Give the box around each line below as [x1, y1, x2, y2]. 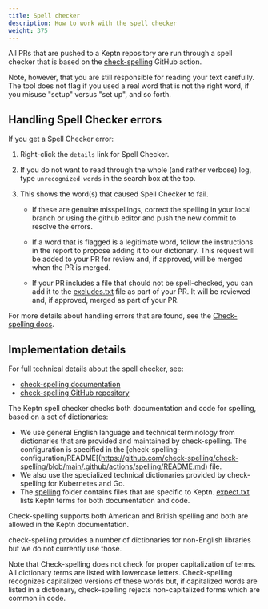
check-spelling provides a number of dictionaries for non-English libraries [8, 535, 252, 545]
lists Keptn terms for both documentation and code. [19, 496, 190, 505]
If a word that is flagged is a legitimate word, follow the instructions [31, 237, 254, 247]
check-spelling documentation [19, 380, 121, 389]
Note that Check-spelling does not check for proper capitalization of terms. [8, 559, 256, 569]
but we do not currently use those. [8, 544, 122, 553]
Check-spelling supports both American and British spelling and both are [8, 511, 249, 521]
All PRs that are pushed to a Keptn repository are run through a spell [8, 49, 233, 58]
